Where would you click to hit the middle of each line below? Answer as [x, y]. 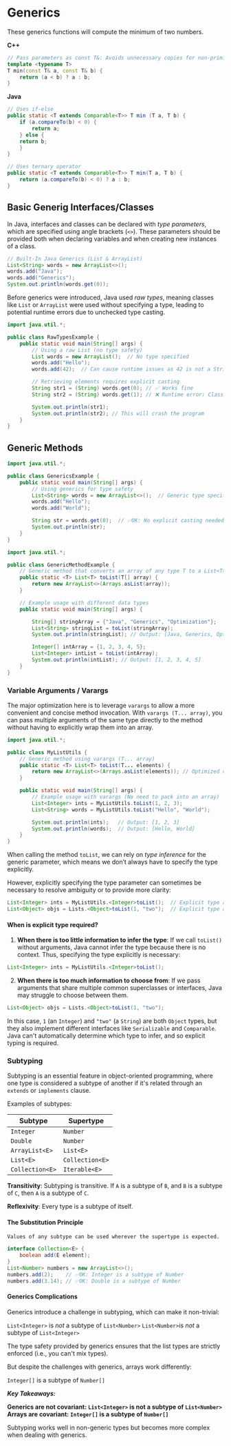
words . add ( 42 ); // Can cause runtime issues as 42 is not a [121, 369]
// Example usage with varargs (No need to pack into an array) [126, 797]
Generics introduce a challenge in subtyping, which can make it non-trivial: [113, 1311]
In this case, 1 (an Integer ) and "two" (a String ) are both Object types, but [112, 1021]
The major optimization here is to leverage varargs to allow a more [101, 705]
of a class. [22, 246]
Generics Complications [42, 1297]
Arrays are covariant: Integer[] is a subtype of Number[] [88, 1414]
